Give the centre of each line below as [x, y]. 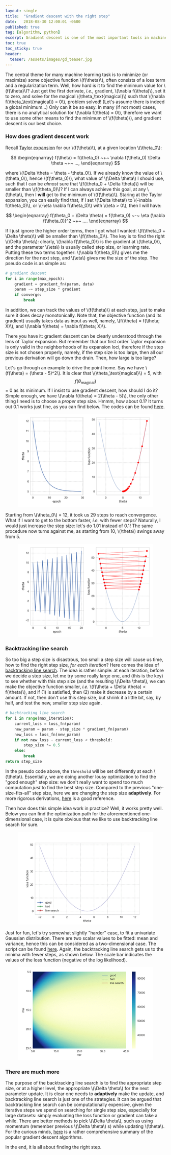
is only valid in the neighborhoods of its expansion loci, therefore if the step [84, 347]
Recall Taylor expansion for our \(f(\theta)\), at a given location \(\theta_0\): [83, 148]
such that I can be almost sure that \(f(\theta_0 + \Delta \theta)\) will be [79, 183]
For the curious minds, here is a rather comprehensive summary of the [79, 1132]
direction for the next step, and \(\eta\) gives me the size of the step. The [82, 257]
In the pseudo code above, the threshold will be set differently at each [79, 771]
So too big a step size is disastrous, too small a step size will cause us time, [84, 659]
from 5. [13, 537]
